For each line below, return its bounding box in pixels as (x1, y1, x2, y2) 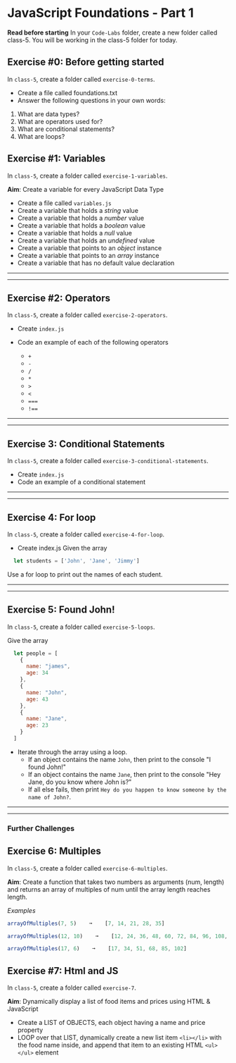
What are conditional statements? (17, 125, 114, 133)
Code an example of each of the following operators (17, 338, 169, 347)
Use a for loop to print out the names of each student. (7, 570, 163, 579)
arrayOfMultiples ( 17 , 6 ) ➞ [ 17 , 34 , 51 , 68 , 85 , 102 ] (7, 945, 188, 952)
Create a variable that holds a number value (17, 214, 145, 222)
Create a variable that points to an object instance (17, 243, 162, 252)
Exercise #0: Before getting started (7, 56, 164, 68)
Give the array (7, 636, 48, 644)
